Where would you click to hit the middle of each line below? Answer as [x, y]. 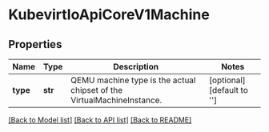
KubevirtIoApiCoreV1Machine [109, 15]
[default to [228, 90]
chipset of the [96, 90]
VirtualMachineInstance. [116, 100]
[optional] [227, 80]
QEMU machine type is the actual [133, 80]
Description [136, 67]
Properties [35, 44]
